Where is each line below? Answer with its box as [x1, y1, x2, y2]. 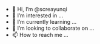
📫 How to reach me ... [12, 32, 68, 38]
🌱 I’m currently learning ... [12, 18, 77, 25]
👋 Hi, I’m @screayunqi [12, 6, 68, 12]
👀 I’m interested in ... [12, 12, 64, 19]
